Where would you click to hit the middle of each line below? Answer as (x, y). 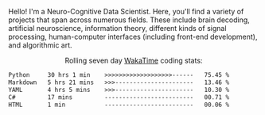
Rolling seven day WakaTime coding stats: (134, 60)
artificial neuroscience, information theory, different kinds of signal (117, 28)
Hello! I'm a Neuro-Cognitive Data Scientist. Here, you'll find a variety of (126, 11)
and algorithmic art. (41, 45)
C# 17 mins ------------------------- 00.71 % (119, 97)
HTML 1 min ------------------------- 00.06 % (119, 105)
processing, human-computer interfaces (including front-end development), (133, 36)
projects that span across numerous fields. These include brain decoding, (129, 20)
